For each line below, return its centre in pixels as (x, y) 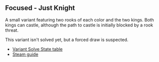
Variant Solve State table (37, 49)
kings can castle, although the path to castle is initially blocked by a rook (79, 25)
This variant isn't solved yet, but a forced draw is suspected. (67, 40)
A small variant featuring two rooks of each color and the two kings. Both (80, 20)
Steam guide (25, 54)
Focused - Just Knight (40, 8)
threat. (12, 30)
